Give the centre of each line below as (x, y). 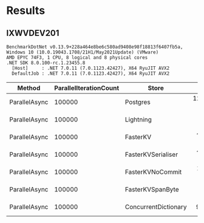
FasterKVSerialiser (151, 154)
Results (26, 11)
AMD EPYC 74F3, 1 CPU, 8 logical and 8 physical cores (77, 58)
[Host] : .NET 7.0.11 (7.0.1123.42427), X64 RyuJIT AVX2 (91, 68)
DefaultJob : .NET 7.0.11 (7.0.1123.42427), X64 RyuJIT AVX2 (91, 74)
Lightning (138, 119)
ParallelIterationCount (87, 88)
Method (29, 88)
